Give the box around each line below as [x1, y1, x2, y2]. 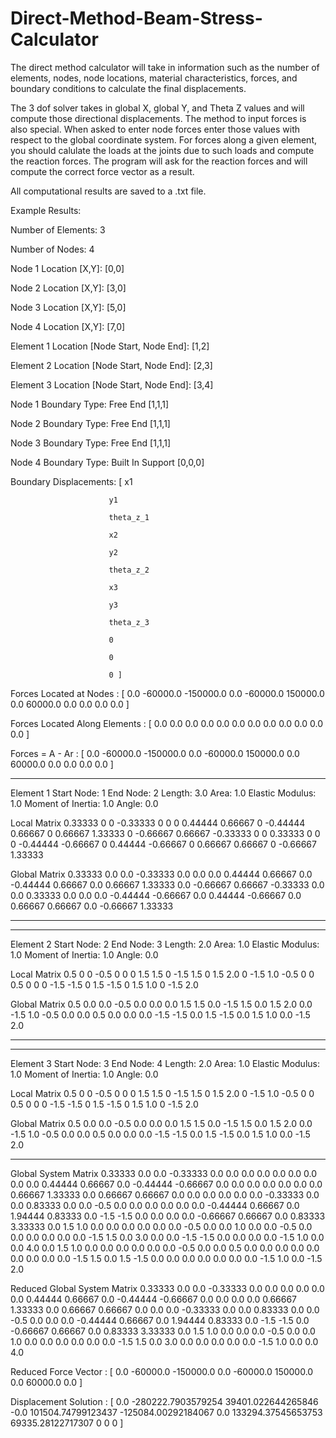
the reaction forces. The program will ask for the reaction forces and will [10, 155, 308, 167]
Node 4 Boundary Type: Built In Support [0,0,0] [10, 456, 205, 468]
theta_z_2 [108, 565, 150, 575]
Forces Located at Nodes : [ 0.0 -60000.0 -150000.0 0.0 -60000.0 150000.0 [10, 687, 325, 699]
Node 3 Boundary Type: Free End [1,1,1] [10, 437, 172, 449]
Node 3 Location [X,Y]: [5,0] [10, 301, 127, 313]
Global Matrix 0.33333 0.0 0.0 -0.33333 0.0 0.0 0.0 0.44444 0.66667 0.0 [10, 868, 313, 880]
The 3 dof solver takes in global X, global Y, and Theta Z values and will [10, 102, 305, 114]
